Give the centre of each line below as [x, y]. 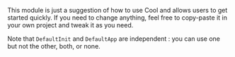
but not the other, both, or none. [54, 46]
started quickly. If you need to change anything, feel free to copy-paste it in [117, 18]
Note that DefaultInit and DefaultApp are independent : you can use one [114, 39]
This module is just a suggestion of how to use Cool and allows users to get [117, 10]
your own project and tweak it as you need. [70, 25]
